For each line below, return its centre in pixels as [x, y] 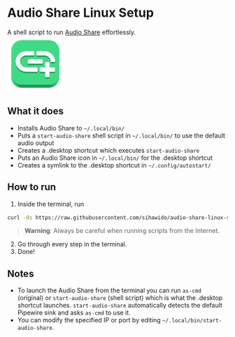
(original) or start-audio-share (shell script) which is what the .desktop [120, 298]
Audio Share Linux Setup [80, 13]
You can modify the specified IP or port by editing [89, 320]
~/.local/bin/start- [192, 321]
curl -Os [20, 218]
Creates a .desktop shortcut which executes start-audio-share [108, 150]
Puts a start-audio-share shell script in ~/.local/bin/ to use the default [121, 135]
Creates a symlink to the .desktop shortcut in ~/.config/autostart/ [114, 165]
